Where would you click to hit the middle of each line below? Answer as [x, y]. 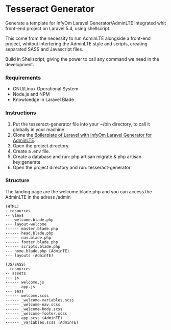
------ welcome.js [25, 282]
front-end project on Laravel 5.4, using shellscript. [58, 28]
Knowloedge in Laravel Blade [43, 99]
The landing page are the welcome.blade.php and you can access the [79, 191]
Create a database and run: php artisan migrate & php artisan [77, 157]
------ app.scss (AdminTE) [34, 318]
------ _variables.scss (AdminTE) [42, 322]
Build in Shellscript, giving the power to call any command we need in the [82, 59]
